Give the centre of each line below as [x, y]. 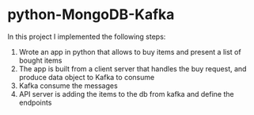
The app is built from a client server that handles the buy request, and [133, 68]
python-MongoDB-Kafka [91, 15]
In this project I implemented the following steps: [87, 36]
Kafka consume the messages [68, 86]
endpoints [35, 102]
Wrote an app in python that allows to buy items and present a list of [130, 52]
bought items [40, 60]
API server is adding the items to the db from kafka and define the [126, 94]
